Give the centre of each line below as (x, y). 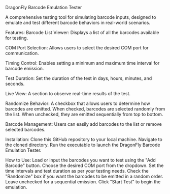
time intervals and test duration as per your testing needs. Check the (77, 171)
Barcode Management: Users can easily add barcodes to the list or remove (84, 124)
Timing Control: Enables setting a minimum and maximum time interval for (82, 63)
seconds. (15, 84)
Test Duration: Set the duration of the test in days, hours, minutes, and (79, 78)
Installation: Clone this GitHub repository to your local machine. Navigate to (84, 139)
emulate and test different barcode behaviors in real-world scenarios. (78, 23)
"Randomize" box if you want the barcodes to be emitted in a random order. (84, 176)
